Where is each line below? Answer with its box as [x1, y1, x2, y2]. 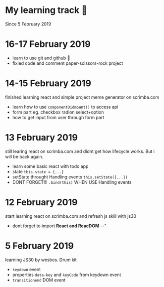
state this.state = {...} [12, 168, 64, 174]
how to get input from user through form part [12, 114, 105, 120]
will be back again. [5, 153, 44, 159]
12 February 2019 [5, 196, 78, 208]
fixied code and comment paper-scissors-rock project [12, 60, 123, 66]
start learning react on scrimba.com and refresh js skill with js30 [5, 213, 137, 219]
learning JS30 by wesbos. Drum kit [5, 257, 77, 263]
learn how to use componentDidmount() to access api [12, 104, 118, 110]
